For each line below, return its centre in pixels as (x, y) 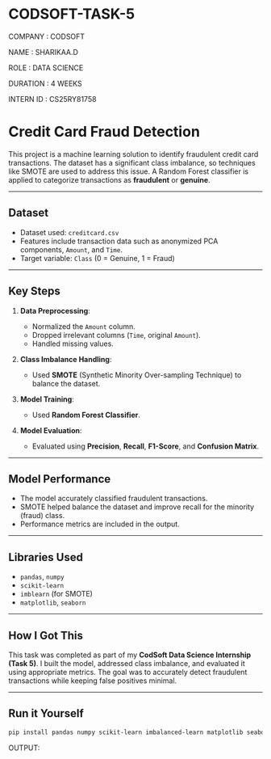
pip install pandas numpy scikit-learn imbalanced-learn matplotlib (126, 732)
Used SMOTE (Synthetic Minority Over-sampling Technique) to (137, 375)
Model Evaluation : (51, 430)
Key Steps (34, 291)
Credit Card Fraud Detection (104, 132)
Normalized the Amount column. (83, 326)
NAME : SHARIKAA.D (44, 52)
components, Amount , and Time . (71, 249)
